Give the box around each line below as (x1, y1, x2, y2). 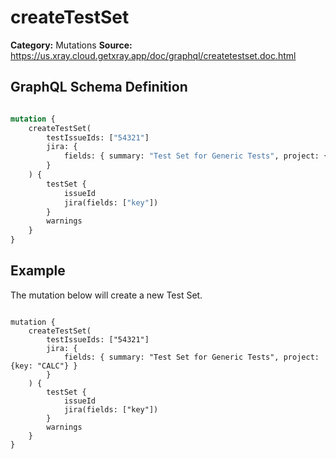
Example (10, 262, 66, 280)
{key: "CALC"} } (10, 361, 78, 371)
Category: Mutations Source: (10, 39, 133, 51)
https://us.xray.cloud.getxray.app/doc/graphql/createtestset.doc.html (10, 49, 297, 61)
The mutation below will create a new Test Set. (10, 289, 203, 301)
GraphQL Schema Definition (10, 79, 188, 96)
